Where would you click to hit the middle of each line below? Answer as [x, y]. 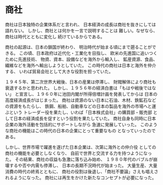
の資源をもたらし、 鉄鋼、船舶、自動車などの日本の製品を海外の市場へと [79, 106]
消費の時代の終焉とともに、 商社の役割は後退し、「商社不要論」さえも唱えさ [82, 171]
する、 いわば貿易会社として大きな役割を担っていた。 [59, 71]
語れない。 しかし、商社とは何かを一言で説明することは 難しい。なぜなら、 [81, 30]
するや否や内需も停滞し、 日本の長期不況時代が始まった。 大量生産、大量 [83, 165]
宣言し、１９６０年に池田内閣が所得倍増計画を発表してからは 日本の [88, 94]
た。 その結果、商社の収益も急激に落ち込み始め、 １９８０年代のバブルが [79, 159]
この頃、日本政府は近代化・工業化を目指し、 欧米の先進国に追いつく [88, 53]
